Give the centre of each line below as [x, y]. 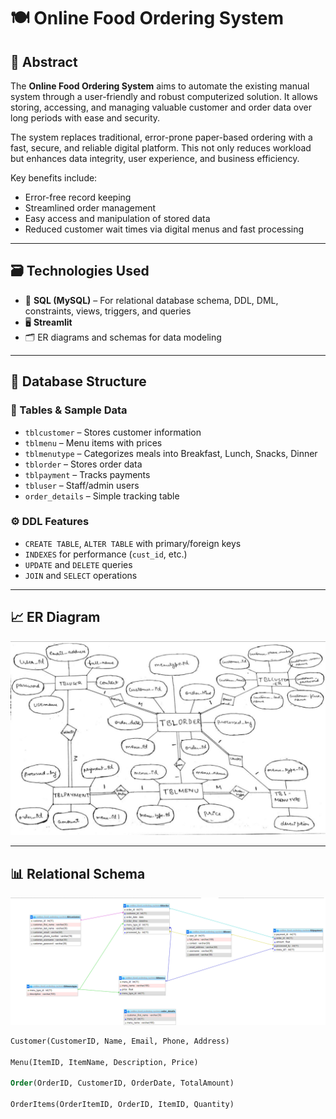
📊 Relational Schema [78, 873]
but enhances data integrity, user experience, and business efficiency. [155, 158]
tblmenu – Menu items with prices [93, 442]
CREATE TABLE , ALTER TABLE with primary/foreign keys [133, 543]
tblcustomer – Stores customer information [113, 432]
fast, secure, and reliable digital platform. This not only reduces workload [161, 148]
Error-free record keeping [78, 197]
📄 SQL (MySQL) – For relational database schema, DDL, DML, [151, 300]
